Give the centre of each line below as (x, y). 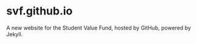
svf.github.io (40, 11)
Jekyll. (15, 34)
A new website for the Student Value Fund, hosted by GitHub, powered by (99, 28)
